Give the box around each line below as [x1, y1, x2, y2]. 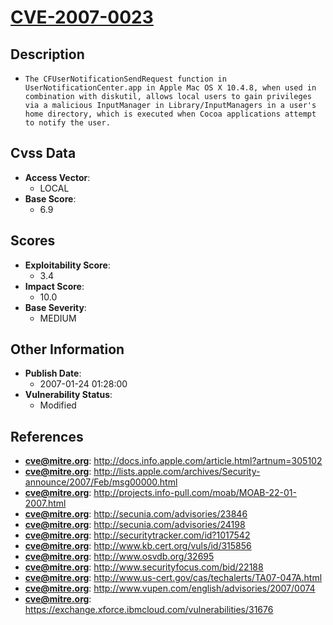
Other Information [10, 341, 125, 358]
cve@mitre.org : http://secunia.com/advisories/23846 [24, 508, 248, 520]
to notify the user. [24, 118, 111, 128]
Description [10, 46, 85, 63]
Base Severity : [24, 301, 87, 313]
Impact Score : [24, 280, 85, 292]
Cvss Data [10, 145, 77, 162]
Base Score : [24, 192, 77, 205]
